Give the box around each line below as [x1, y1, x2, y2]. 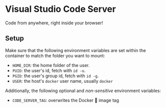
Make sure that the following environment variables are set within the [5, 47, 146, 53]
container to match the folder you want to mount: [5, 53, 106, 58]
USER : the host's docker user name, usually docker [12, 78, 113, 84]
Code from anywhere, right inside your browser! [5, 20, 103, 26]
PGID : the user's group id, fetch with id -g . [12, 73, 99, 79]
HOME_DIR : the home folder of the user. [12, 62, 90, 68]
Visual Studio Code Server [5, 3, 116, 15]
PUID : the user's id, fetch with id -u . [12, 67, 86, 73]
